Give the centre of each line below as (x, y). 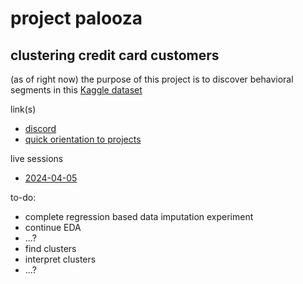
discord (40, 128)
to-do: (23, 197)
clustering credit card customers (115, 55)
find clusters (50, 248)
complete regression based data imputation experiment (139, 216)
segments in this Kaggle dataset (76, 90)
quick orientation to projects (83, 139)
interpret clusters (60, 259)
